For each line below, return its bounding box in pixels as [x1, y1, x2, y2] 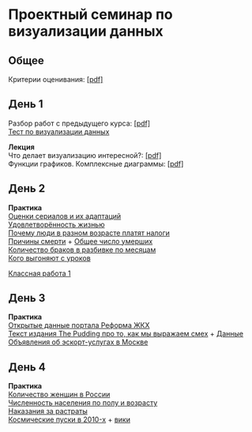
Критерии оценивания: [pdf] [8, 75, 103, 84]
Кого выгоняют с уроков [8, 253, 91, 262]
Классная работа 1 [8, 269, 71, 278]
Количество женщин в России [8, 389, 111, 400]
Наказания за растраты [8, 407, 88, 416]
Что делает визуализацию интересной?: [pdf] [8, 150, 162, 160]
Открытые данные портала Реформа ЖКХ [8, 321, 150, 330]
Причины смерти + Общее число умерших [8, 236, 153, 246]
